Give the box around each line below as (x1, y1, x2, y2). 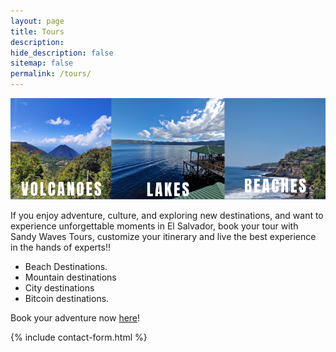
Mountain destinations (24, 271, 117, 283)
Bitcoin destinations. (24, 292, 110, 304)
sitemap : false (10, 58, 74, 69)
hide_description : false (10, 48, 114, 58)
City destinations (24, 281, 95, 294)
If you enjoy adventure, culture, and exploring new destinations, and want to (10, 209, 324, 221)
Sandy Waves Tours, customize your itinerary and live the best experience (10, 230, 317, 242)
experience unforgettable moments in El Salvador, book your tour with (10, 220, 299, 232)
